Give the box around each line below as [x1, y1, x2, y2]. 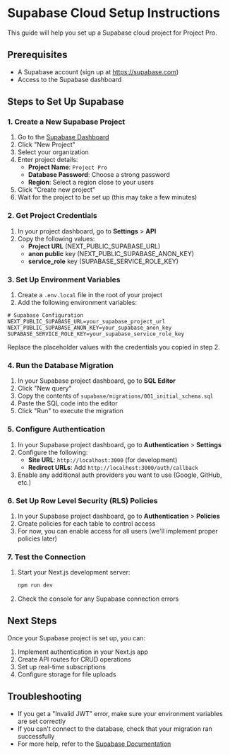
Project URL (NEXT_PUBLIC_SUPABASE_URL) [28, 242, 161, 250]
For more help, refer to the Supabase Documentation [17, 739, 171, 748]
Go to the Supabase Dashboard [17, 133, 109, 142]
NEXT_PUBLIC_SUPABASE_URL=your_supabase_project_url [7, 318, 166, 325]
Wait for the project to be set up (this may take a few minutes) [17, 193, 198, 202]
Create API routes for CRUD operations [17, 655, 132, 663]
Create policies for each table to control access [17, 519, 156, 528]
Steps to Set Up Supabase [7, 96, 124, 108]
